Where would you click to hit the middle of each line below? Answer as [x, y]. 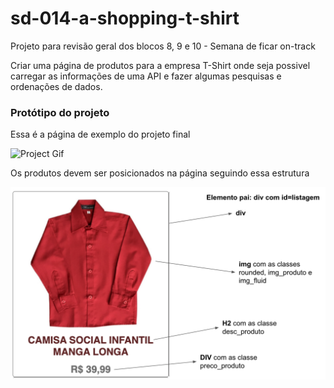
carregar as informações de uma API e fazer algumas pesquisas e [146, 76]
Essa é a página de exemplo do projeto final [100, 134]
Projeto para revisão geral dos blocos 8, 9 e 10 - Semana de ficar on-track [163, 46]
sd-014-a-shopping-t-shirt [125, 18]
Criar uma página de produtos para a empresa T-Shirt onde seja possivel [160, 65]
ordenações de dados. [56, 86]
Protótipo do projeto [60, 112]
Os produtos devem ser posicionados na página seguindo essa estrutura [160, 173]
